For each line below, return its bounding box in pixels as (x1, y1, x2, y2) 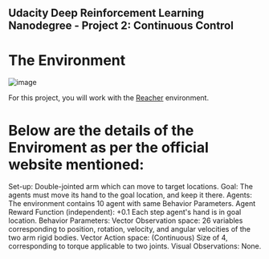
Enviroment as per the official (8, 138, 209, 156)
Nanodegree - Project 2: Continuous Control (8, 19, 234, 33)
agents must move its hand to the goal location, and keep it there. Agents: (8, 190, 253, 200)
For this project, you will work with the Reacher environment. (8, 93, 210, 103)
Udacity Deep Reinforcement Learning (8, 6, 205, 20)
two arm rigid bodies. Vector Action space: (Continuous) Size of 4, (8, 233, 228, 243)
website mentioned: (8, 156, 145, 173)
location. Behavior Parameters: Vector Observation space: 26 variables (8, 216, 243, 225)
